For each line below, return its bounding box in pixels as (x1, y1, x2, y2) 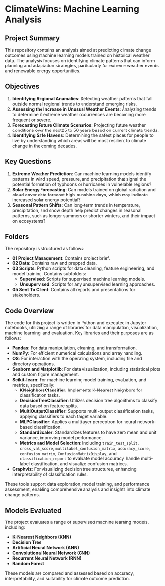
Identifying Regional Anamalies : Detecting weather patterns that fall (12, 95, 153, 101)
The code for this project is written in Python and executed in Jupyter (5, 320, 147, 326)
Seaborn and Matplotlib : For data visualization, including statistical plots (12, 366, 161, 372)
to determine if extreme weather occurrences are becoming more (12, 111, 146, 117)
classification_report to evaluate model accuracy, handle (19, 456, 140, 462)
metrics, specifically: (12, 382, 55, 388)
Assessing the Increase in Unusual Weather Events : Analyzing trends (12, 106, 157, 112)
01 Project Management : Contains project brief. (12, 255, 110, 261)
